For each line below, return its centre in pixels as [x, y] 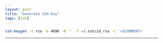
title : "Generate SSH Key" [32, 14]
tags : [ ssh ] [17, 18]
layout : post [18, 9]
